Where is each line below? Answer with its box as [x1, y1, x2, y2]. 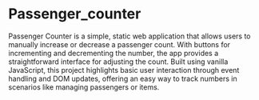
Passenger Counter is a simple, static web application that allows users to [8, 31, 251, 41]
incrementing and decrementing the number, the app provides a [8, 48, 219, 58]
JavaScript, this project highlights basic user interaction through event [8, 65, 240, 74]
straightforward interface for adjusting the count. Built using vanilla [8, 57, 229, 66]
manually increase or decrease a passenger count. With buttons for [8, 39, 230, 49]
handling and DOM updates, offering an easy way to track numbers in [8, 74, 237, 83]
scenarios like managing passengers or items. [8, 82, 160, 92]
